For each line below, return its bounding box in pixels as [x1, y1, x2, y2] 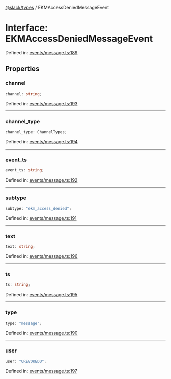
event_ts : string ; [5, 167, 44, 172]
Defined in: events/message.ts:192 [5, 177, 78, 183]
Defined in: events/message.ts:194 [5, 138, 78, 144]
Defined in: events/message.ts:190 [5, 330, 78, 336]
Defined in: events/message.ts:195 [5, 291, 78, 298]
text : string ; [5, 244, 36, 249]
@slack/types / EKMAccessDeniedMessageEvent [5, 5, 109, 10]
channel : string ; [5, 91, 42, 96]
